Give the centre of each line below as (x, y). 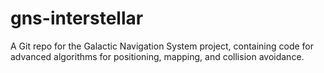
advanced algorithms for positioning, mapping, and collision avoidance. (157, 56)
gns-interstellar (77, 18)
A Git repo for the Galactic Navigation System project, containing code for (162, 46)
